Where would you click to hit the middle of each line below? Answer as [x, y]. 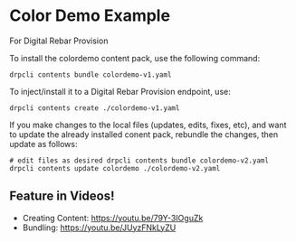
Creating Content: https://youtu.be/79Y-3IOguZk [113, 218]
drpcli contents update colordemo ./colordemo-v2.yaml [115, 168]
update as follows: [43, 144]
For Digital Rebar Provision [59, 41]
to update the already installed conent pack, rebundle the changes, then [144, 134]
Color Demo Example [90, 16]
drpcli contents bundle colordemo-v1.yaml [91, 74]
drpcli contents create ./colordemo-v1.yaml [95, 108]
